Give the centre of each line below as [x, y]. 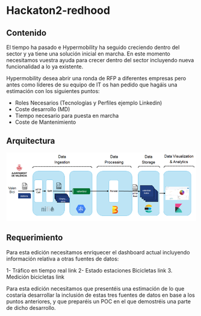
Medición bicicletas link [36, 277]
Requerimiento [35, 238]
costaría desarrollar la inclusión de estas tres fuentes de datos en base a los [101, 295]
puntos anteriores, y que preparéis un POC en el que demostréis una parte [99, 301]
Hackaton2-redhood [58, 11]
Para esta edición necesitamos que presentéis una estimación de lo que [95, 288]
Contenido [26, 33]
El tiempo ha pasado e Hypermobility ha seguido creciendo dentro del [93, 47]
